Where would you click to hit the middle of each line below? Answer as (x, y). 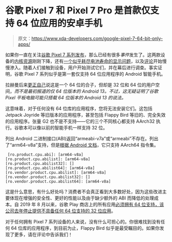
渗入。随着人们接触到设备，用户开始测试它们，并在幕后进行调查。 (79, 68)
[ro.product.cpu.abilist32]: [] (40, 163)
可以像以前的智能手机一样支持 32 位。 (68, 127)
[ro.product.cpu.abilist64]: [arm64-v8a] (50, 168)
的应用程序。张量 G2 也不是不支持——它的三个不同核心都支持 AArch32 (80, 121)
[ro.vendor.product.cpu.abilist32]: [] (48, 177)
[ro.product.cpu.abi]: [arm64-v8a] (45, 155)
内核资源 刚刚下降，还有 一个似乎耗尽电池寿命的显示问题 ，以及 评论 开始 (88, 61)
